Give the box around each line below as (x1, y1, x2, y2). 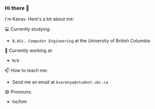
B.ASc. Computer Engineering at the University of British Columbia (12, 38, 150, 44)
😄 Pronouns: (5, 89, 32, 95)
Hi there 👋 (5, 5, 30, 12)
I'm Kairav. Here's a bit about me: (5, 16, 74, 22)
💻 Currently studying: (5, 26, 51, 32)
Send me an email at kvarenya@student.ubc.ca (12, 79, 108, 85)
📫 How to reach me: (5, 68, 48, 74)
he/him (12, 98, 27, 105)
